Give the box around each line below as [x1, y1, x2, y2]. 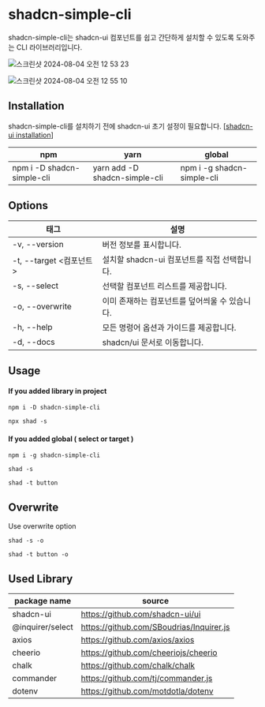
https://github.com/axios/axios [80, 634, 195, 645]
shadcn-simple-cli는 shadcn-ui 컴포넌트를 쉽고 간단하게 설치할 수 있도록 [8, 32, 234, 42]
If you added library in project [8, 386, 107, 395]
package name [14, 595, 72, 606]
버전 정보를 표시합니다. [102, 239, 181, 250]
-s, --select [12, 280, 59, 291]
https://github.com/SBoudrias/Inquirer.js [80, 621, 230, 632]
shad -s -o [8, 537, 44, 545]
